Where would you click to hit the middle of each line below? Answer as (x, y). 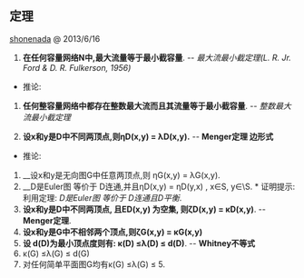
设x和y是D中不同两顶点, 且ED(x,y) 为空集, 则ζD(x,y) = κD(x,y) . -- (144, 209)
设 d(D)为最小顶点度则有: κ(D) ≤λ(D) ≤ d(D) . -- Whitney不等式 (139, 243)
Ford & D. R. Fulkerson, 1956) (77, 67)
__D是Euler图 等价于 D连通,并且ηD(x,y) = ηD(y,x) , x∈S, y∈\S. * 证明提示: (159, 186)
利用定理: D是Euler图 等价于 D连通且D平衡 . (102, 197)
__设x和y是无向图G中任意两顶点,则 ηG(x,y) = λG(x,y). (121, 174)
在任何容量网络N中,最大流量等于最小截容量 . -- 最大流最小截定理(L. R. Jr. (157, 57)
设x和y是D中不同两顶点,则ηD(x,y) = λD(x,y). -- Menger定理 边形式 (148, 136)
